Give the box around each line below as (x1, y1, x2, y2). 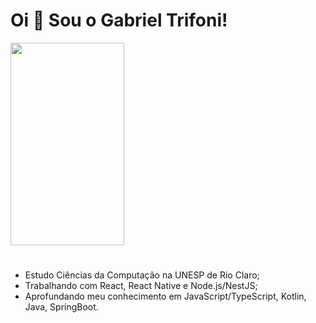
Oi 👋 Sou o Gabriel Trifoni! (10, 9, 228, 32)
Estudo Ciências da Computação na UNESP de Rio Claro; (24, 269, 260, 281)
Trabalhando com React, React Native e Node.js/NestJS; (24, 280, 258, 292)
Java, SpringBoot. (24, 301, 99, 313)
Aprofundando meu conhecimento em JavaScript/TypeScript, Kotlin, (24, 290, 307, 303)
